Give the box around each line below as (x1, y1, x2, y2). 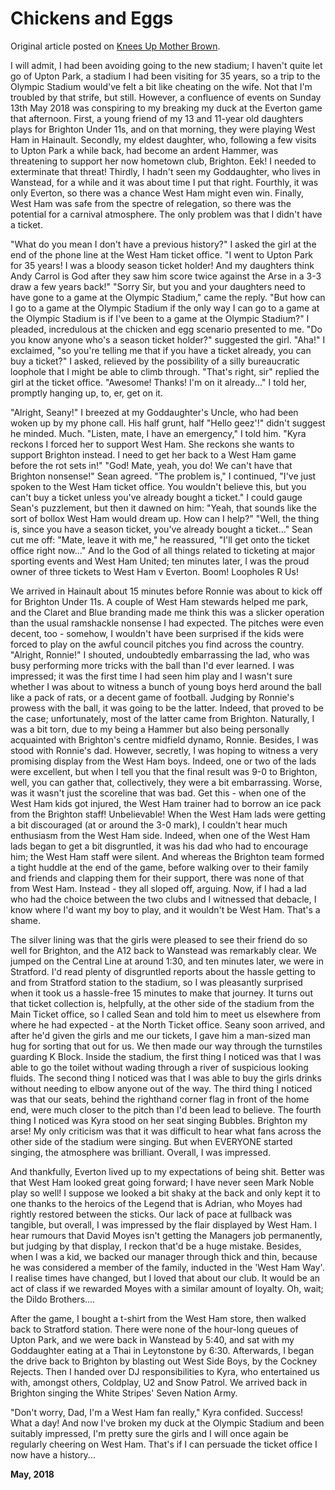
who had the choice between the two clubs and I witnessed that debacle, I (10, 893, 317, 905)
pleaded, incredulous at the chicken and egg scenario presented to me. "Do (10, 323, 323, 335)
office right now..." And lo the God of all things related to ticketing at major (10, 544, 316, 556)
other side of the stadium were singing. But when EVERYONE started (10, 1135, 293, 1147)
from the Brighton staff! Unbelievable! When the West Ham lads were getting (10, 808, 326, 820)
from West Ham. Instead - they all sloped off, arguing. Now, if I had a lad (10, 882, 307, 894)
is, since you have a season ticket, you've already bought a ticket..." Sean (10, 523, 313, 535)
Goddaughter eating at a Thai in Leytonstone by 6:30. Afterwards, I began (10, 1344, 315, 1356)
